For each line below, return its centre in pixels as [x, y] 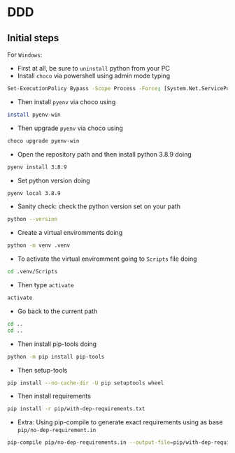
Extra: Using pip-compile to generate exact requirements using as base [120, 422]
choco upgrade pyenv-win [43, 141]
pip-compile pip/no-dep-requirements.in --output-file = [90, 443]
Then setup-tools [42, 370]
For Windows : [25, 55]
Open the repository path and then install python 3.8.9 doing [105, 154]
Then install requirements [54, 396]
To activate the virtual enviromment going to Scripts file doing [107, 259]
